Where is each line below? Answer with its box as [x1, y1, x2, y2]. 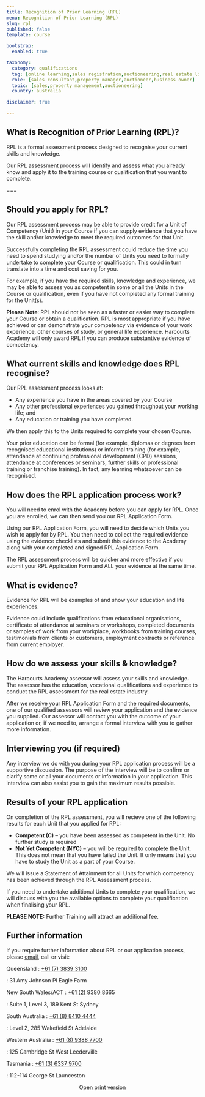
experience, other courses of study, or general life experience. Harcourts [6, 328, 190, 335]
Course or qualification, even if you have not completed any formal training [6, 290, 195, 297]
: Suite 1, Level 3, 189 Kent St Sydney [6, 1001, 99, 1008]
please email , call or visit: [6, 953, 70, 960]
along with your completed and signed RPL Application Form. [6, 544, 160, 551]
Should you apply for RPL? [6, 205, 109, 215]
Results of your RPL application [6, 797, 128, 807]
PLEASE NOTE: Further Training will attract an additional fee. [6, 913, 159, 920]
